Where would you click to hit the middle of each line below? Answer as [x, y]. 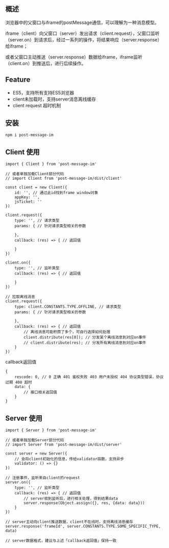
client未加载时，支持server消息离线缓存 [54, 99]
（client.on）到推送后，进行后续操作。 [46, 63]
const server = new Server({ [36, 454]
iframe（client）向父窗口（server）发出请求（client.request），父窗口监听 [82, 33]
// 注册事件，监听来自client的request [43, 478]
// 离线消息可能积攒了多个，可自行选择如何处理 [67, 332]
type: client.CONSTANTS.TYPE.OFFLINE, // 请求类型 [68, 307]
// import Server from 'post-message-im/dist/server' [64, 445]
